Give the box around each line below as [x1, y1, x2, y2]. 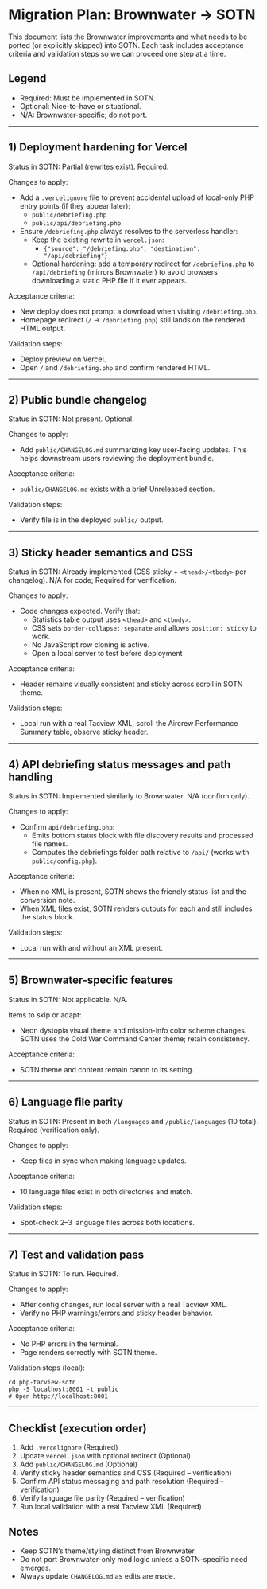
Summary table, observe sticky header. [19, 727, 149, 737]
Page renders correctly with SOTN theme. [19, 1348, 157, 1357]
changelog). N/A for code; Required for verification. [8, 576, 177, 585]
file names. [31, 839, 68, 849]
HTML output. [19, 323, 66, 333]
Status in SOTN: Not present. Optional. [8, 414, 134, 424]
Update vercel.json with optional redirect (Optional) [19, 1451, 192, 1461]
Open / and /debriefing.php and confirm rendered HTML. [19, 362, 211, 372]
